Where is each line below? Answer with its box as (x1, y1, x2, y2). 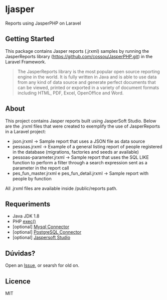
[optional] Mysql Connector (12, 224, 69, 230)
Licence (5, 277, 31, 285)
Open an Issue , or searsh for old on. (5, 262, 80, 268)
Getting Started (5, 35, 55, 43)
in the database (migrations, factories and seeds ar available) (12, 149, 139, 155)
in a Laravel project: (5, 128, 46, 134)
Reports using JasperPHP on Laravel (5, 20, 81, 26)
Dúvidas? (5, 249, 36, 257)
